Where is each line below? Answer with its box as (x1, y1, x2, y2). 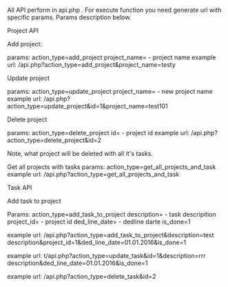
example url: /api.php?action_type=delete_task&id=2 (7, 273, 156, 280)
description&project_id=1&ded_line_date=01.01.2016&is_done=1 (7, 238, 187, 246)
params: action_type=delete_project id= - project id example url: (7, 129, 190, 137)
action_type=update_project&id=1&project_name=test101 (7, 102, 169, 110)
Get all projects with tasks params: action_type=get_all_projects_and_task (7, 163, 216, 171)
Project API (7, 27, 39, 34)
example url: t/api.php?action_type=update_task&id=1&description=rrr (7, 252, 206, 259)
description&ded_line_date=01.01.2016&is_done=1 (7, 259, 148, 267)
